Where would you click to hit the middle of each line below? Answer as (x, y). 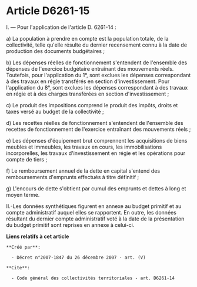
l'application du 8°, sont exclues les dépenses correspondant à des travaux (97, 87)
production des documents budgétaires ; (56, 51)
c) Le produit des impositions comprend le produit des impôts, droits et (92, 105)
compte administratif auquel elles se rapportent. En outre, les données (91, 212)
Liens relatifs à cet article (38, 236)
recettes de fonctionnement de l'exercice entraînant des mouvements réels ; (98, 129)
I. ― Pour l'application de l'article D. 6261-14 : (61, 27)
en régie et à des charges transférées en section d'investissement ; (88, 94)
